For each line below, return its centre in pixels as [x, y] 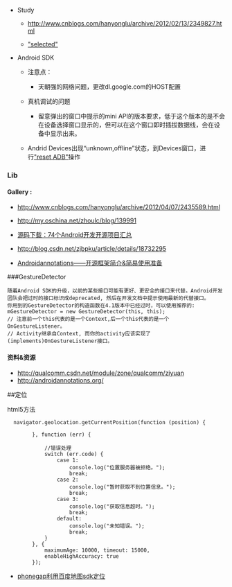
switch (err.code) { [74, 454]
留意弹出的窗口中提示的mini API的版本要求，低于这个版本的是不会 [132, 116]
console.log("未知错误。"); [107, 526]
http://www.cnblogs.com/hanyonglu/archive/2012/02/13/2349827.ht [125, 23]
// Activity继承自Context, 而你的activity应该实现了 [79, 334]
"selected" [43, 44]
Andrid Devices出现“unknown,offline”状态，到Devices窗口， [114, 148]
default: [69, 519]
